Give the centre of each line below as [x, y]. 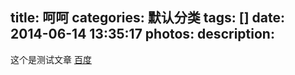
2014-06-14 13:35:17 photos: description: [142, 34]
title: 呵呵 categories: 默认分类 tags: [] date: [147, 18]
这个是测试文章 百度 [51, 59]
